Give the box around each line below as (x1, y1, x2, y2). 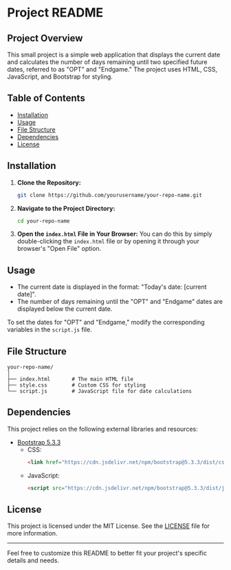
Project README (7, 5, 104, 21)
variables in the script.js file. (7, 325, 92, 334)
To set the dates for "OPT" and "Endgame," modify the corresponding (7, 318, 205, 327)
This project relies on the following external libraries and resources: (7, 425, 198, 433)
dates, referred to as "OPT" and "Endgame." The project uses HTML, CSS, (7, 65, 218, 73)
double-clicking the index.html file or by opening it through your (16, 237, 199, 245)
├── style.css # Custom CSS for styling (7, 382, 146, 389)
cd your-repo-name (16, 217, 70, 225)
